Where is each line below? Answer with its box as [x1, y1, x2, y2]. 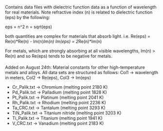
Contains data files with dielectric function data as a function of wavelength [5, 4, 157, 10]
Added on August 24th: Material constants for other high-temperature [5, 64, 145, 70]
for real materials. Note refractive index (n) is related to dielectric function [5, 9, 153, 15]
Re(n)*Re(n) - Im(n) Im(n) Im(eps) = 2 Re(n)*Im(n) [5, 38, 102, 44]
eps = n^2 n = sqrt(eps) [5, 24, 53, 30]
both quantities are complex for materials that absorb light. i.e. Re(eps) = [5, 34, 151, 39]
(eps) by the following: [5, 15, 50, 20]
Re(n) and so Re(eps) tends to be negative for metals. [5, 53, 112, 59]
